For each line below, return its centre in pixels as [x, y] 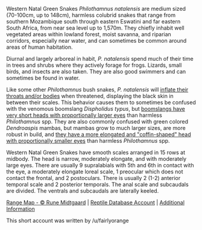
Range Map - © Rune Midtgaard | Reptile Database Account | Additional [96, 202]
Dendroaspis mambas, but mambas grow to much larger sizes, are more [96, 128]
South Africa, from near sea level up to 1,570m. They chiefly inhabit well [96, 28]
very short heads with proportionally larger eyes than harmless [84, 115]
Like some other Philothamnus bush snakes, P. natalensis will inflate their [97, 89]
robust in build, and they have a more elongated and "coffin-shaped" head [99, 134]
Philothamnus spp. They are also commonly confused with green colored [97, 122]
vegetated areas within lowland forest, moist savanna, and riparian [89, 34]
